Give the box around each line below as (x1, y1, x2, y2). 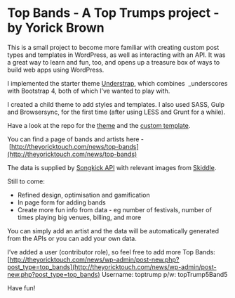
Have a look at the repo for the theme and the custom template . (7, 121, 191, 129)
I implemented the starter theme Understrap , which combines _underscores (7, 79, 228, 87)
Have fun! (7, 283, 36, 292)
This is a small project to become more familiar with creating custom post (7, 43, 220, 51)
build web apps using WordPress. (7, 65, 105, 74)
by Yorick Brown (7, 20, 105, 36)
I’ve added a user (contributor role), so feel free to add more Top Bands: (7, 247, 215, 256)
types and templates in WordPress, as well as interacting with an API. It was (7, 51, 226, 59)
